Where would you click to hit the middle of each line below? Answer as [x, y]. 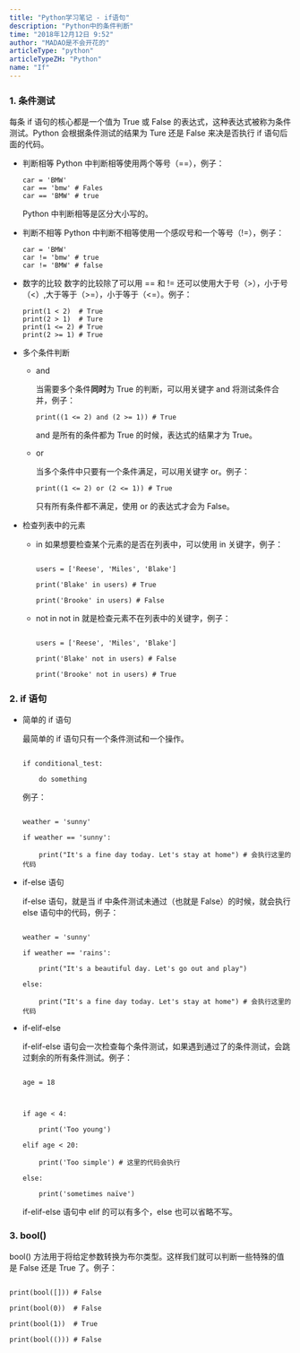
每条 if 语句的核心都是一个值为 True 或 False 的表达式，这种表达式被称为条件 [150, 122]
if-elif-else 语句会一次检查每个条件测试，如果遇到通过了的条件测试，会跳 [156, 1046]
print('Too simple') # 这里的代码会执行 [110, 1163]
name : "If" [30, 68]
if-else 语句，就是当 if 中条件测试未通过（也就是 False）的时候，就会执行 [156, 901]
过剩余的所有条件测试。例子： [77, 1058]
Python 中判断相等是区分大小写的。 [88, 214]
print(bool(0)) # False [56, 1308]
